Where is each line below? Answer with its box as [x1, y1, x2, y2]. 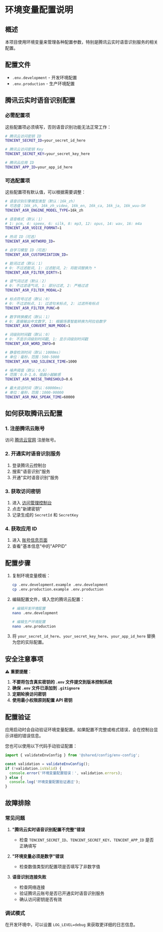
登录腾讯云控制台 [12, 462, 47, 468]
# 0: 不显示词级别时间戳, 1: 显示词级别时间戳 [5, 337, 88, 342]
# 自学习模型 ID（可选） [5, 248, 49, 253]
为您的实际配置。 [12, 639, 47, 645]
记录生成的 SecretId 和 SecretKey [12, 512, 79, 518]
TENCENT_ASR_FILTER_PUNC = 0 [5, 306, 60, 311]
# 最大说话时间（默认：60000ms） [5, 386, 65, 391]
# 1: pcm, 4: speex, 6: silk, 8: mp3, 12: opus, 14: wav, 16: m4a [5, 221, 142, 226]
